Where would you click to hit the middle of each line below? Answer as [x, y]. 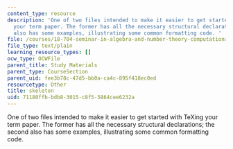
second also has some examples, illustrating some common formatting [108, 132]
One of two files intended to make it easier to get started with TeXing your [113, 117]
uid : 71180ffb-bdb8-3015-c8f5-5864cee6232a [71, 98]
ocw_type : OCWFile [34, 59]
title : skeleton [31, 91]
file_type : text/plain [40, 46]
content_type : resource [42, 14]
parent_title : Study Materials [52, 65]
